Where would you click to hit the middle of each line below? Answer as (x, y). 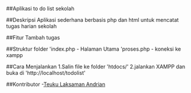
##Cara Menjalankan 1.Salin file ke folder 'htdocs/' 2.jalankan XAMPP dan (96, 67)
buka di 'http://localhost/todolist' (46, 73)
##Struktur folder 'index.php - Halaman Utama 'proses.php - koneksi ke (94, 49)
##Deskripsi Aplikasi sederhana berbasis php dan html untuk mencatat (93, 20)
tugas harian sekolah (32, 26)
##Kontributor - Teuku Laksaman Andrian (56, 84)
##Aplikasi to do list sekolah (41, 9)
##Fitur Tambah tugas (33, 37)
